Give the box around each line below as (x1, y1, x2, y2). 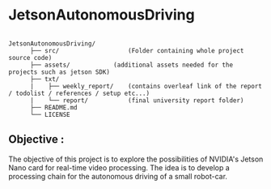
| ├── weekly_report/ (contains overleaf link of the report (29, 82, 263, 90)
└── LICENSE (29, 110, 70, 118)
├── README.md (29, 103, 78, 111)
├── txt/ (29, 75, 60, 83)
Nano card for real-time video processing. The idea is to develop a (8, 162, 231, 172)
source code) (8, 54, 53, 62)
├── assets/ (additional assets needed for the (29, 61, 233, 69)
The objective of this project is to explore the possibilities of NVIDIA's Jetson (8, 154, 264, 164)
